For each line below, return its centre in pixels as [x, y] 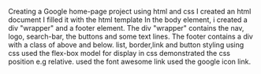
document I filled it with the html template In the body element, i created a [128, 20]
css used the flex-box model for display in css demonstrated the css [119, 53]
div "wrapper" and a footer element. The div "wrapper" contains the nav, [126, 28]
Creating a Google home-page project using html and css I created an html [130, 11]
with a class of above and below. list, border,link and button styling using [126, 45]
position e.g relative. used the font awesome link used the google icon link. [130, 61]
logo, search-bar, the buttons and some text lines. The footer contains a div [131, 36]
